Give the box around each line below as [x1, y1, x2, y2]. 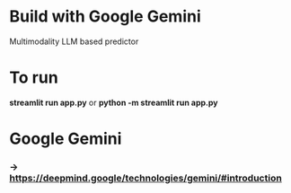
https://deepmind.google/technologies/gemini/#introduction [9, 171, 283, 184]
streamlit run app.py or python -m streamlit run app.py [9, 97, 218, 108]
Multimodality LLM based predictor [9, 36, 139, 47]
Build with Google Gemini [9, 6, 201, 27]
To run [9, 67, 58, 88]
